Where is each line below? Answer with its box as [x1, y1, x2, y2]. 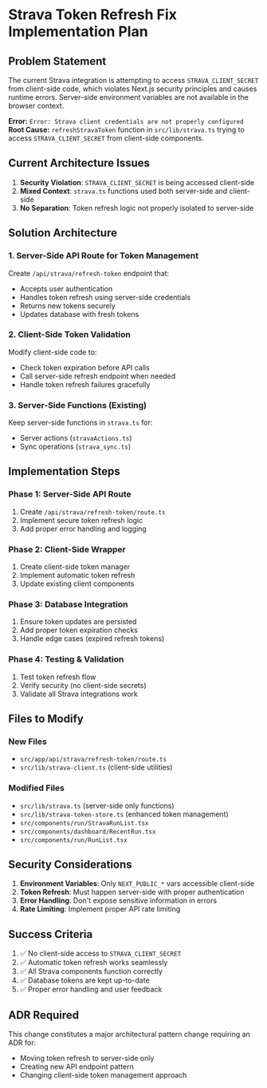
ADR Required [8, 1008, 80, 1022]
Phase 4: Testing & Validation [8, 654, 124, 665]
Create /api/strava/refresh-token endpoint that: [8, 268, 170, 278]
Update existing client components [19, 579, 135, 588]
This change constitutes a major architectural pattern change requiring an [8, 1030, 251, 1039]
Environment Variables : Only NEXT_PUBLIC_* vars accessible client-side [19, 879, 255, 888]
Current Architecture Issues [8, 156, 150, 170]
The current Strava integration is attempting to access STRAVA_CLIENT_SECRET [8, 76, 259, 85]
